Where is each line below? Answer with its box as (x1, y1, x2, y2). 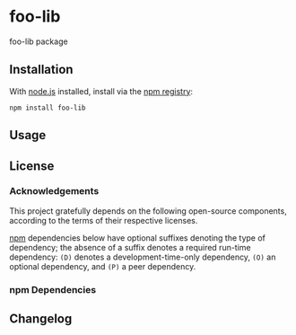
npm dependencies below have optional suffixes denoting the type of (9, 232, 266, 243)
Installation (9, 62, 74, 77)
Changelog (9, 312, 73, 327)
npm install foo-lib (9, 103, 87, 112)
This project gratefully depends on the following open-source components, (9, 205, 287, 216)
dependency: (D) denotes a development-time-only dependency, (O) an (9, 251, 276, 262)
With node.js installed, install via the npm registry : (9, 85, 194, 96)
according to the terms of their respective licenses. (9, 215, 198, 225)
